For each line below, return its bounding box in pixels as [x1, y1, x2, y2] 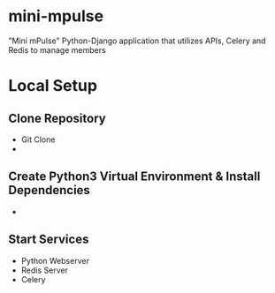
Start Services [8, 232, 89, 247]
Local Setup [8, 76, 98, 96]
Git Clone [20, 134, 56, 145]
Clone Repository [8, 110, 107, 125]
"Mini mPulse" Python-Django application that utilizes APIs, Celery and [8, 35, 266, 46]
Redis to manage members [8, 44, 107, 55]
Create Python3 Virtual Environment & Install [8, 169, 261, 184]
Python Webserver [20, 255, 90, 266]
